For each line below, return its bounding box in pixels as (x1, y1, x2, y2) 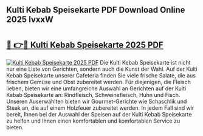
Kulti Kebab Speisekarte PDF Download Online (6, 5, 185, 15)
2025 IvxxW (6, 15, 53, 25)
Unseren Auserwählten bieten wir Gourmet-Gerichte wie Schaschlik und (6, 98, 187, 105)
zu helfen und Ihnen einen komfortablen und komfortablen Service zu (6, 117, 181, 124)
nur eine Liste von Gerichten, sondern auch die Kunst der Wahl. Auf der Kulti (6, 65, 198, 73)
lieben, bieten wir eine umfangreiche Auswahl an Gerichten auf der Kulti (6, 85, 187, 92)
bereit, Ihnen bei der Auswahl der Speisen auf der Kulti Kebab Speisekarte (6, 111, 192, 118)
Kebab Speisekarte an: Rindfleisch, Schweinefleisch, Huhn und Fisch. (6, 91, 181, 98)
